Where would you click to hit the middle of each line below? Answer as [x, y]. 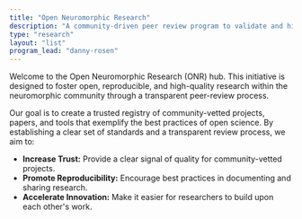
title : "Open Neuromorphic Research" [80, 18]
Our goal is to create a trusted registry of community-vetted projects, [137, 113]
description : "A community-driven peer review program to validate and [146, 26]
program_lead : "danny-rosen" [64, 51]
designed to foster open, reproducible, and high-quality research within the [149, 86]
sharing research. [55, 188]
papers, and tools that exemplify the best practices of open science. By [142, 123]
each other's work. [57, 206]
